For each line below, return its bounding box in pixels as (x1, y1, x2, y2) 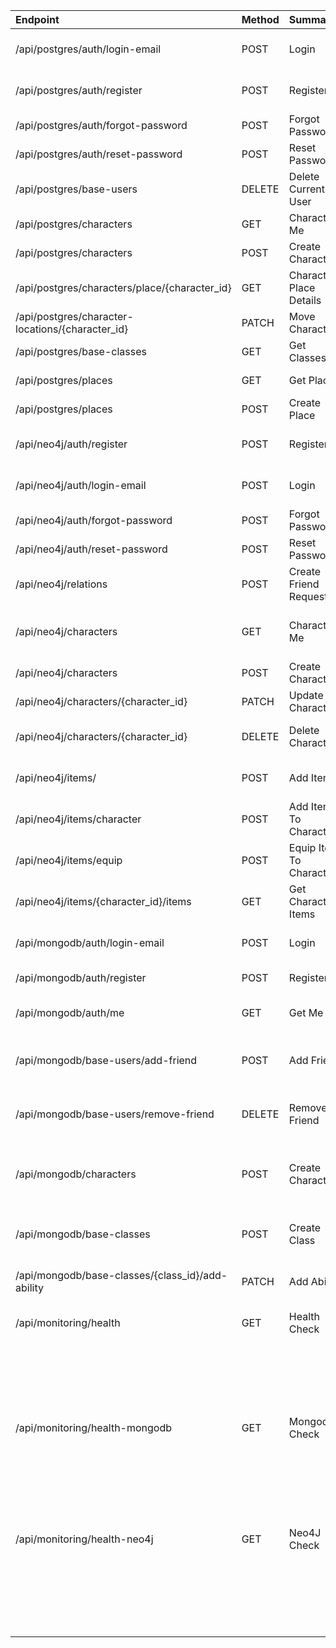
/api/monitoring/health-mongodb (15, 1421, 173, 1434)
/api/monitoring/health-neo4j (15, 1532, 154, 1546)
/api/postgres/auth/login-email (15, 42, 162, 56)
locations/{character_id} (15, 322, 129, 336)
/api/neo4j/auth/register (15, 437, 128, 451)
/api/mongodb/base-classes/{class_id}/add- (15, 1269, 228, 1282)
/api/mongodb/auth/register (15, 971, 147, 984)
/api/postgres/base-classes (15, 345, 147, 358)
